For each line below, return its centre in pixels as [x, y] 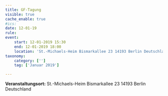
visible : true [20, 14]
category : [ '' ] [30, 61]
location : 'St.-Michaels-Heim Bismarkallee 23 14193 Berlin [78, 51]
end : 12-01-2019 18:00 [38, 47]
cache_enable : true [25, 19]
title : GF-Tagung [23, 10]
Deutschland [18, 89]
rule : [11, 33]
